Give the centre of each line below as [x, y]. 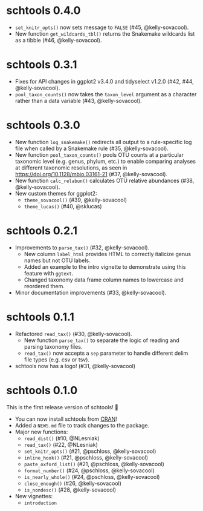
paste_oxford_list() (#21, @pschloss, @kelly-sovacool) [94, 464]
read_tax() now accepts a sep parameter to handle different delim [106, 353]
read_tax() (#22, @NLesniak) [61, 444]
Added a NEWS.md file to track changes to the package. [82, 425]
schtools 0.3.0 [43, 125]
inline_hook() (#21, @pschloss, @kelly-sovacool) [86, 457]
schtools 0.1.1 [40, 317]
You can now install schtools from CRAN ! [66, 419]
